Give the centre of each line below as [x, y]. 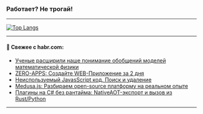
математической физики [47, 67]
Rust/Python [31, 98]
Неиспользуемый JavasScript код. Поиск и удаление [83, 79]
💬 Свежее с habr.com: [35, 47]
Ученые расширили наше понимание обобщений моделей [90, 60]
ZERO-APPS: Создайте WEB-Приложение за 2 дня [79, 73]
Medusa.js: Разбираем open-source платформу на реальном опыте [101, 86]
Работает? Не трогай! [40, 9]
